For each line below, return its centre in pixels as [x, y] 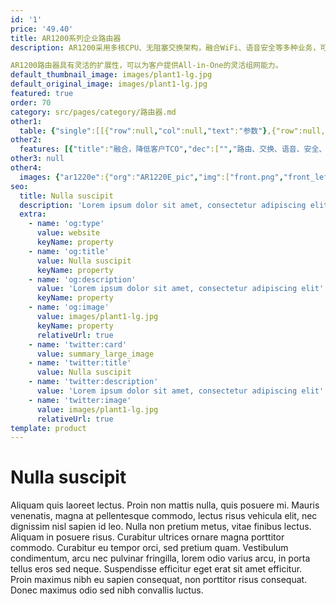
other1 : [26, 121]
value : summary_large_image [95, 354]
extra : [33, 214]
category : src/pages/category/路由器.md [93, 112]
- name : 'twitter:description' [93, 382]
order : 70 [31, 102]
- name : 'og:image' [69, 307]
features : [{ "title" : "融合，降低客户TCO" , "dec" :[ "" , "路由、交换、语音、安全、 [173, 149]
